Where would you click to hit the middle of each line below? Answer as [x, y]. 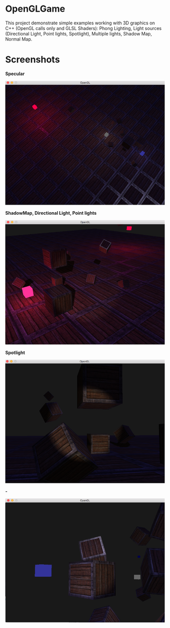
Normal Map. [19, 39]
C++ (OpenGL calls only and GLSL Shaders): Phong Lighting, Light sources [83, 28]
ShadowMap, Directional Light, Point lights [51, 213]
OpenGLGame [35, 9]
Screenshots [33, 60]
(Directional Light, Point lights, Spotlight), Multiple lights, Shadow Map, [79, 34]
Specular [15, 74]
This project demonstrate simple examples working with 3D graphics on [80, 23]
